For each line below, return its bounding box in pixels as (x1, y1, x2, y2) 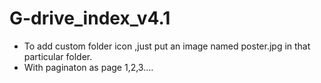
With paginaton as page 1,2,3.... (23, 61, 154, 73)
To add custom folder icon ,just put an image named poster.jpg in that (23, 40, 311, 52)
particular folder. (23, 50, 93, 62)
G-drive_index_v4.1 (9, 7, 171, 30)
